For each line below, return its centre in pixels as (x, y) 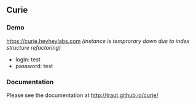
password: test (34, 66)
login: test (28, 59)
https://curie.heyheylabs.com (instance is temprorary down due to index (98, 41)
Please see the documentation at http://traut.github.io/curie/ (82, 95)
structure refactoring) (34, 47)
